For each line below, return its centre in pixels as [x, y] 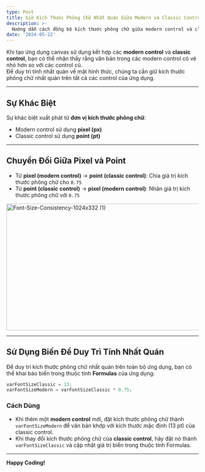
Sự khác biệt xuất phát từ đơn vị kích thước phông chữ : [76, 117]
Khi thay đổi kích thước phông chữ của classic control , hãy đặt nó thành [106, 438]
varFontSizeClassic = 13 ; [39, 384]
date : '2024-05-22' [31, 35]
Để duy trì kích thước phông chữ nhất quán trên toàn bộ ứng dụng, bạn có [99, 366]
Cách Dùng [23, 405]
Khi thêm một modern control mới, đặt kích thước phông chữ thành [99, 419]
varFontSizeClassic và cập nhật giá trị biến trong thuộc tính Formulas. [103, 445]
